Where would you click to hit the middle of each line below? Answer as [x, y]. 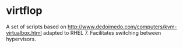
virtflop [24, 11]
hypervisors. [21, 39]
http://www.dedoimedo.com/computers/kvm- [122, 27]
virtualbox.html [24, 32]
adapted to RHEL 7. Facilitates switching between [102, 32]
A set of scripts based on [36, 27]
